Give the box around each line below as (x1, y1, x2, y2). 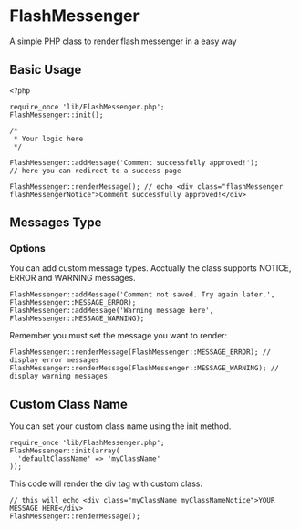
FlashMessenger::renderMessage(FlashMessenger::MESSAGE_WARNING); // (9, 364, 280, 373)
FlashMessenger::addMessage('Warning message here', (9, 307, 214, 316)
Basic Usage (9, 62, 82, 78)
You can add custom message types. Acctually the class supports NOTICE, (9, 263, 292, 274)
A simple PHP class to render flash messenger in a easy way (9, 36, 237, 47)
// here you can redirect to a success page (9, 166, 181, 175)
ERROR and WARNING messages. (9, 273, 136, 284)
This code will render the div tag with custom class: (9, 478, 203, 489)
